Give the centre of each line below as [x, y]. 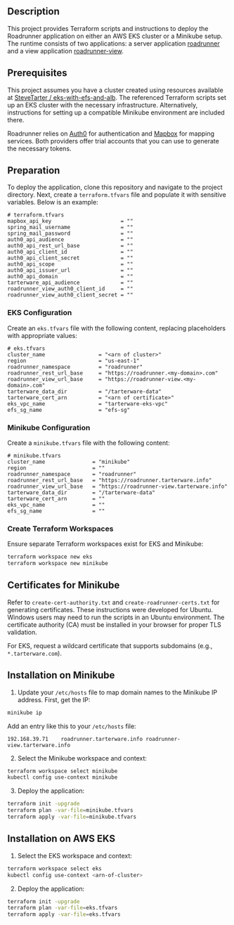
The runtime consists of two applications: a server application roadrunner [113, 43]
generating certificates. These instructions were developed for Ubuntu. [110, 609]
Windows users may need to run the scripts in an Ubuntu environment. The [116, 617]
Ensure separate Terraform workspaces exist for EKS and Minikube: [105, 544]
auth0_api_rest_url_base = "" [70, 246]
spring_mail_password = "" [70, 234]
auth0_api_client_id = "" [70, 252]
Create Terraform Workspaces [60, 529]
